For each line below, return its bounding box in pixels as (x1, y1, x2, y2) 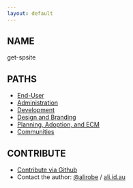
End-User (16, 92, 44, 100)
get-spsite (7, 53, 36, 62)
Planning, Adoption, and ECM (16, 120, 100, 129)
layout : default (7, 10, 53, 17)
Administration (16, 98, 59, 107)
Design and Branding (16, 113, 76, 122)
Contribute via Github (16, 165, 78, 174)
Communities (16, 128, 55, 136)
